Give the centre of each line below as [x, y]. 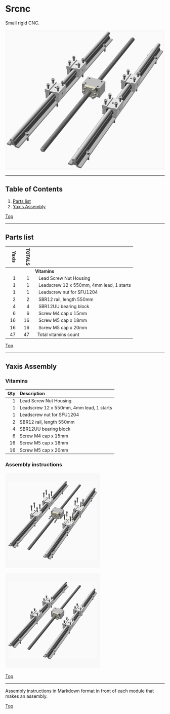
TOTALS [28, 257]
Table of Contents [34, 189]
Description [32, 393]
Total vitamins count [58, 334]
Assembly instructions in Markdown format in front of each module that [80, 691]
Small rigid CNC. [23, 23]
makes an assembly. [27, 696]
